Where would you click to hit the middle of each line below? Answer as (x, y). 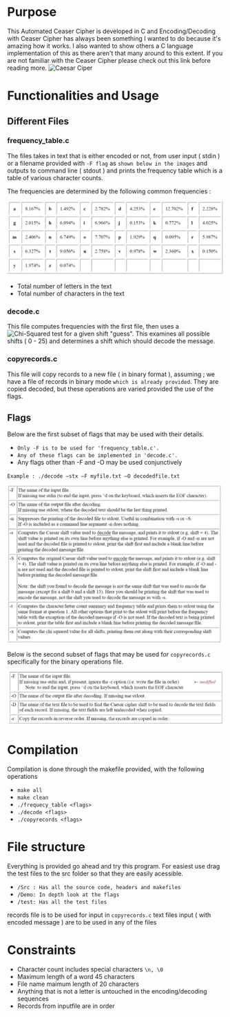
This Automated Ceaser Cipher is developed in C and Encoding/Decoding (111, 31)
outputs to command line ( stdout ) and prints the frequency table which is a (115, 171)
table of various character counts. (55, 177)
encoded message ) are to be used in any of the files (82, 922)
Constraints (42, 950)
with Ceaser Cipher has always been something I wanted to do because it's (114, 38)
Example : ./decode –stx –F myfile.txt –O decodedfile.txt (94, 476)
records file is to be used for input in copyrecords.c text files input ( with (109, 915)
